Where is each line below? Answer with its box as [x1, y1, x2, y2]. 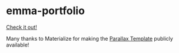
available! [6, 41, 29, 48]
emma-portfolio [6, 4, 85, 18]
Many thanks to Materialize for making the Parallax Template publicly [6, 35, 174, 42]
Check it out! [6, 24, 37, 31]
